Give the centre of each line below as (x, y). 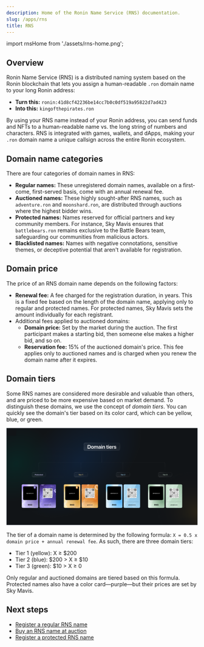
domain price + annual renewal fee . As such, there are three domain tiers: (100, 541)
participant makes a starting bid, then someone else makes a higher (109, 334)
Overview (25, 63)
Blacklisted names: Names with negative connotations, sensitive (96, 243)
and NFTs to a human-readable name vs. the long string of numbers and (97, 127)
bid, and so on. (43, 340)
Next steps (27, 610)
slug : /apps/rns (27, 19)
